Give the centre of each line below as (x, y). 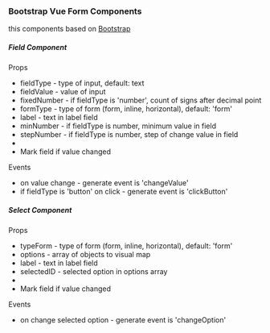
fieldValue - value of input (63, 92)
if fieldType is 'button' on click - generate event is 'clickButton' (124, 192)
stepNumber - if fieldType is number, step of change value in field (129, 135)
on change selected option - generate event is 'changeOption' (123, 320)
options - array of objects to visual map (85, 255)
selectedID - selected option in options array (94, 272)
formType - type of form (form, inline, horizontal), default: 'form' (126, 109)
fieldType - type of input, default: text (82, 83)
